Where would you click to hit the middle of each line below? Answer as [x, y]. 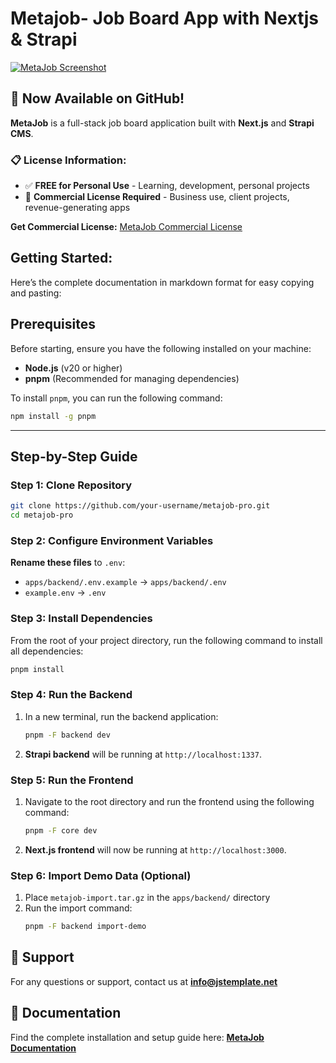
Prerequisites [53, 324]
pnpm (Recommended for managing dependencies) [132, 378]
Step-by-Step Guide [74, 456]
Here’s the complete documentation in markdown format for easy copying [162, 282]
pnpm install [37, 669]
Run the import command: [78, 908]
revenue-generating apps [77, 208]
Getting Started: [61, 258]
